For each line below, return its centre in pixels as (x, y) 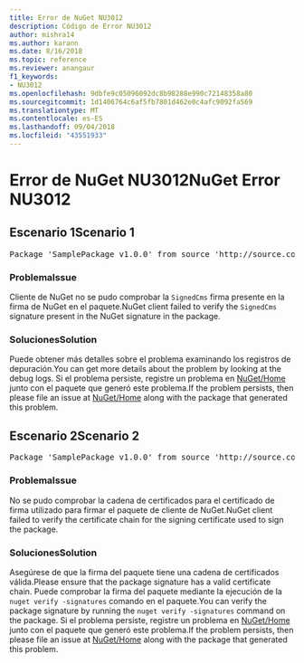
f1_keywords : (34, 77)
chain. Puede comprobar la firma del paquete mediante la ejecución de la (146, 591)
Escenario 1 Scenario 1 (72, 233)
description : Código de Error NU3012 (81, 26)
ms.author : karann (44, 43)
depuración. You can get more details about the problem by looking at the (146, 369)
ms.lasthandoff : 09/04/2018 (62, 128)
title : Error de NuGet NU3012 (66, 18)
